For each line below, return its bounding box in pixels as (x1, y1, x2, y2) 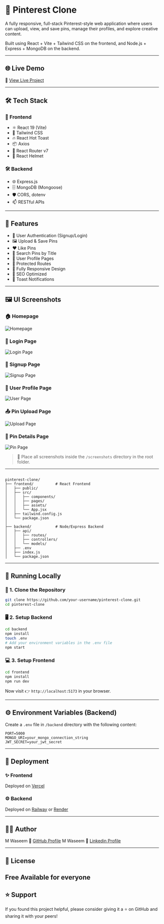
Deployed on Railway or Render (5, 806, 68, 812)
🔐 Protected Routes (12, 261, 51, 267)
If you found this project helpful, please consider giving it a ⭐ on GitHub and (5, 906, 158, 912)
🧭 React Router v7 (12, 148, 49, 154)
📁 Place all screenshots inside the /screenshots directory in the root (17, 453, 153, 459)
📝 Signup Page (5, 361, 41, 368)
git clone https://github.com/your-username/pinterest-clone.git (5, 597, 141, 602)
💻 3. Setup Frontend (5, 657, 55, 663)
